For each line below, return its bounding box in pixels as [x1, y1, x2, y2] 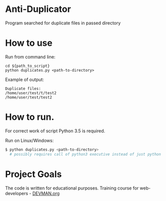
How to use [5, 37, 53, 49]
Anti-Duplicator [5, 3, 71, 15]
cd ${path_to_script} [5, 63, 50, 68]
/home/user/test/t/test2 [5, 91, 57, 96]
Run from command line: [5, 54, 56, 60]
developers [5, 190, 28, 196]
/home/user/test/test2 [5, 95, 52, 100]
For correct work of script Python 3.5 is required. [5, 128, 105, 134]
